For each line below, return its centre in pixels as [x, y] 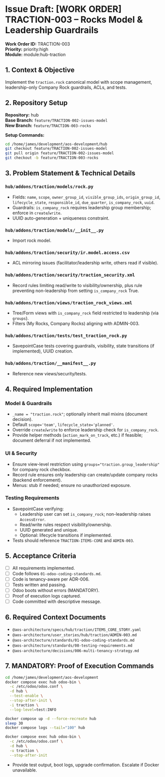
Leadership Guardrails [52, 30]
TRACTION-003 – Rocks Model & [74, 20]
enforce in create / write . [37, 213]
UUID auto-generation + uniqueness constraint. [61, 218]
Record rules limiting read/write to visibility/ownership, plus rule [77, 285]
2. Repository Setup [36, 103]
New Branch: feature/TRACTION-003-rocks [48, 125]
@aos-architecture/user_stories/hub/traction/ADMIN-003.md [75, 635]
